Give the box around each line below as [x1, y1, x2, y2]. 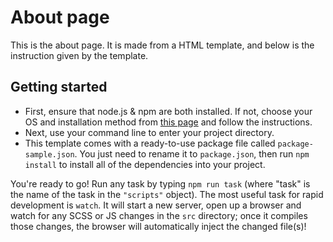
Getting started [10, 79, 108, 96]
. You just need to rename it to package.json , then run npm [74, 147, 310, 160]
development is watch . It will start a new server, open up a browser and [10, 199, 302, 211]
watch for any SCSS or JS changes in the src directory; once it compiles [10, 209, 308, 221]
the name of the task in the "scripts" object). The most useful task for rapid [10, 188, 324, 200]
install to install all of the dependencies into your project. [24, 158, 266, 170]
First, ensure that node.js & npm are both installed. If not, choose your [24, 105, 313, 117]
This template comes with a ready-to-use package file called [24, 137, 276, 149]
